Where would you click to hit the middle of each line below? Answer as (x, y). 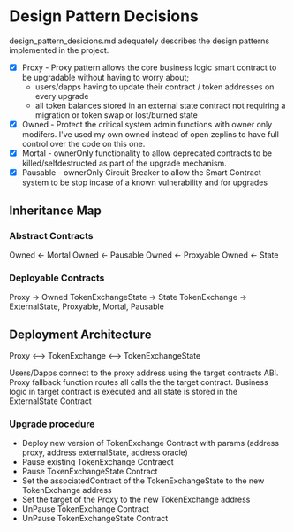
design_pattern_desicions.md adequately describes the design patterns (139, 41)
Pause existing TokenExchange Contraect (98, 462)
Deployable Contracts (57, 278)
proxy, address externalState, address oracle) (105, 452)
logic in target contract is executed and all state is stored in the (124, 391)
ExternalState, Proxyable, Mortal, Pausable (87, 306)
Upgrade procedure (52, 424)
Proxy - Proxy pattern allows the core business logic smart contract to (149, 67)
